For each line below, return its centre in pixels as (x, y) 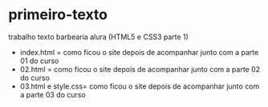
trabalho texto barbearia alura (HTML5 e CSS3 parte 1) (98, 37)
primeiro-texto (58, 15)
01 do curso (39, 61)
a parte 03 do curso (53, 94)
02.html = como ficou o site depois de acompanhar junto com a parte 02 (140, 69)
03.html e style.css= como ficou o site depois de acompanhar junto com (140, 86)
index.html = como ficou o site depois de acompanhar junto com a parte (139, 52)
